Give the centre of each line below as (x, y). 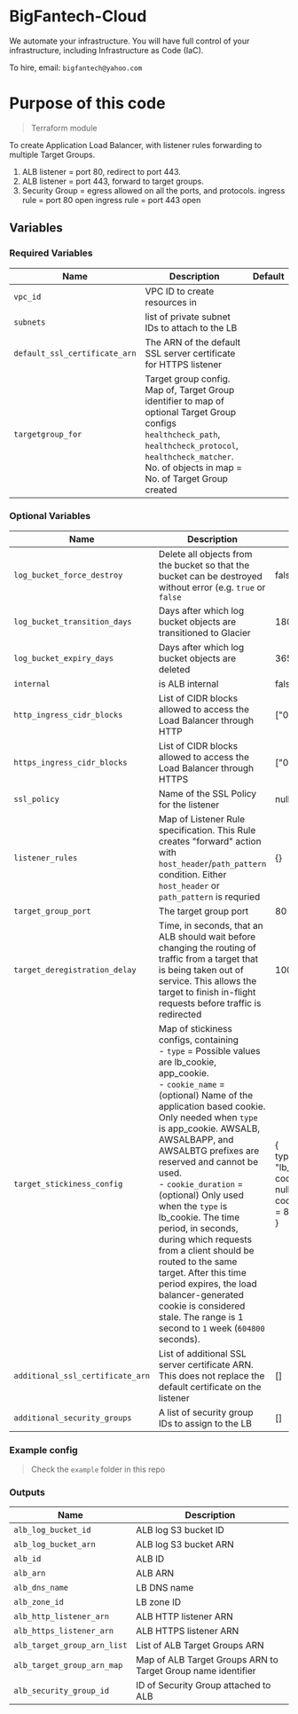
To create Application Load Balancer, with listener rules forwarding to (136, 145)
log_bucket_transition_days (73, 621)
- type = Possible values (209, 1050)
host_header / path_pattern (212, 863)
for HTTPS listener (184, 364)
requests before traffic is (210, 1002)
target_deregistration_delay (75, 970)
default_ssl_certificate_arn (75, 353)
